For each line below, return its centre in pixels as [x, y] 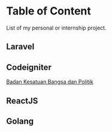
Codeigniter [29, 67]
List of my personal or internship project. [56, 28]
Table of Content [49, 11]
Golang [20, 121]
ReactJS [22, 101]
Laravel [20, 47]
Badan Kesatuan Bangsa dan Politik [50, 82]
